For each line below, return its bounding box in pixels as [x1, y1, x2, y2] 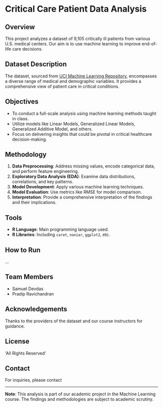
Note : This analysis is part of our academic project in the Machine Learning [5, 391, 156, 397]
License [5, 337, 30, 346]
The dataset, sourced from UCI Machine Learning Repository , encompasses [5, 73, 157, 79]
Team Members [5, 273, 53, 281]
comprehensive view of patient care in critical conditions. [5, 83, 120, 89]
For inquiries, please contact [5, 377, 62, 383]
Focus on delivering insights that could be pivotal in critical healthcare [12, 131, 152, 137]
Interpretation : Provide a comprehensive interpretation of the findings [12, 194, 153, 200]
